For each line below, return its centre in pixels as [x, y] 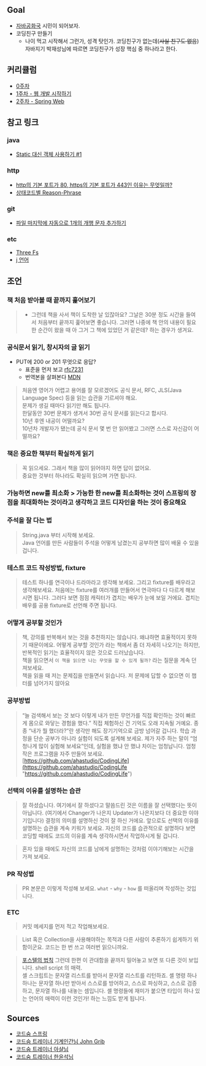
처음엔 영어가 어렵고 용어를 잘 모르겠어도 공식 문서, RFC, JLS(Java [102, 390]
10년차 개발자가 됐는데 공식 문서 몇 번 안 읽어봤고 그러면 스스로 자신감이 [107, 428]
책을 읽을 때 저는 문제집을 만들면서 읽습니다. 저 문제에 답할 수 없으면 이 [106, 676]
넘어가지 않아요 [51, 683]
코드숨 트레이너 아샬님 [42, 1049]
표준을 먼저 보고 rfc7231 [54, 369]
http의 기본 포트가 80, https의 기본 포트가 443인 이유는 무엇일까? [94, 185]
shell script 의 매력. [59, 968]
